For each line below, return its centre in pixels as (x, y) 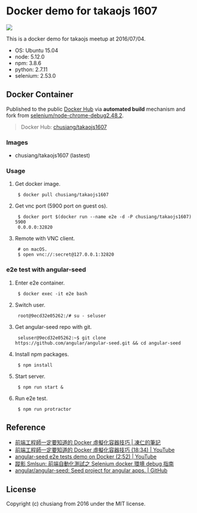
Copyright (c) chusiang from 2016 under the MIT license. (76, 504)
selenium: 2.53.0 (35, 75)
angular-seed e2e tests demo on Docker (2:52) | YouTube (86, 457)
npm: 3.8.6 (28, 63)
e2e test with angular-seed (46, 270)
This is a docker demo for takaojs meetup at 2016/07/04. (76, 39)
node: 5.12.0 (30, 57)
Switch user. (30, 305)
